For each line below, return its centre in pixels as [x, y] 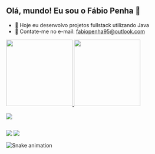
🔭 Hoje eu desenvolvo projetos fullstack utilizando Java [82, 25]
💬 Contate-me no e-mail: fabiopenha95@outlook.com [80, 31]
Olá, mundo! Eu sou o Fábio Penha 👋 [73, 11]
